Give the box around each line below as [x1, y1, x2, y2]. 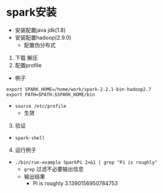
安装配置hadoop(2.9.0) [14, 34, 72, 41]
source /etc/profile [14, 103, 67, 109]
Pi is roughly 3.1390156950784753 [32, 179, 118, 186]
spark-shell [14, 135, 45, 141]
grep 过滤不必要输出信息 [23, 165, 84, 173]
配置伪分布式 [23, 41, 56, 49]
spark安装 [6, 5, 57, 19]
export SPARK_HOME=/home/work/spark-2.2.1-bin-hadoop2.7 [6, 86, 152, 92]
